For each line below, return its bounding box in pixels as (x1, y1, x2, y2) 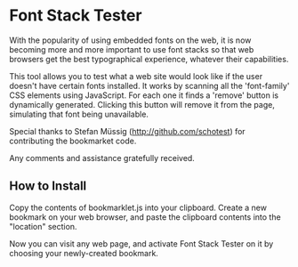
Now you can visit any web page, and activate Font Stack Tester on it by (9, 238, 274, 249)
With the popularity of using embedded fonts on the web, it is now (9, 35, 252, 45)
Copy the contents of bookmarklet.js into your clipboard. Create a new (9, 202, 267, 213)
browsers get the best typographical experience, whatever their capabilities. (9, 53, 289, 64)
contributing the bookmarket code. (9, 135, 137, 146)
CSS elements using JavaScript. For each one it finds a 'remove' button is (9, 90, 279, 101)
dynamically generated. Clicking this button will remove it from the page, (9, 99, 276, 109)
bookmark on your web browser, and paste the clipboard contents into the (9, 211, 282, 222)
